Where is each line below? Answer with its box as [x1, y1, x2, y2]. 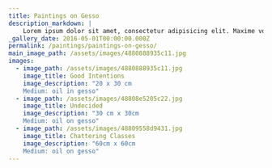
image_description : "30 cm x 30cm [23, 110, 139, 118]
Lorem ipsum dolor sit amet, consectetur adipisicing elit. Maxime [23, 27, 255, 35]
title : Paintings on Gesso [8, 11, 100, 20]
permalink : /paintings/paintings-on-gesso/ [8, 42, 158, 50]
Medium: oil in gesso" [23, 86, 100, 95]
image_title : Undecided [23, 102, 104, 110]
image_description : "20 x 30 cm [23, 79, 132, 87]
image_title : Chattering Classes [23, 132, 136, 140]
